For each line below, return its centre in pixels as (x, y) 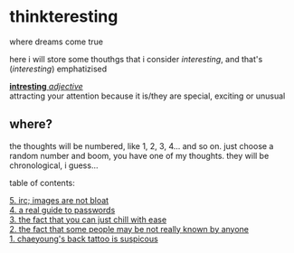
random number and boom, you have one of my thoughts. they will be (139, 155)
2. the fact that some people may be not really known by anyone (129, 229)
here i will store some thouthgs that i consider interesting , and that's (136, 59)
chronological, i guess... (54, 165)
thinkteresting (64, 17)
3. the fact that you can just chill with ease (88, 220)
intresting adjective (46, 86)
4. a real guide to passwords (62, 210)
